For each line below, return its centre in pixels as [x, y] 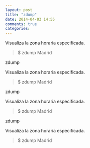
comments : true [21, 24]
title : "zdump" [21, 15]
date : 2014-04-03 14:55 [30, 19]
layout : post [19, 10]
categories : [18, 29]
